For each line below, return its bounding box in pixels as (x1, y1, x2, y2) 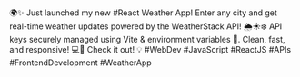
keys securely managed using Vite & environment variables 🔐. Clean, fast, (9, 34, 285, 44)
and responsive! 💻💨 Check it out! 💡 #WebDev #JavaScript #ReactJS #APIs (9, 44, 292, 54)
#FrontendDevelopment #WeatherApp (9, 57, 152, 68)
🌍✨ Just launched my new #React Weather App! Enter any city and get (9, 7, 277, 18)
